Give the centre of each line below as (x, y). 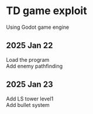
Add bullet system (28, 105)
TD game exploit (46, 11)
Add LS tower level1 (30, 99)
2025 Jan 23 (30, 84)
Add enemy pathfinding (35, 66)
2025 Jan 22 (30, 46)
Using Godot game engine (37, 27)
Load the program (28, 59)
